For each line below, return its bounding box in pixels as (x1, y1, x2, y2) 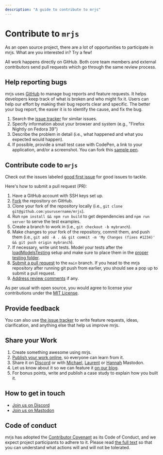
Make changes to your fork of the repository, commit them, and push (12, 229, 150, 235)
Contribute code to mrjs (5, 161, 78, 169)
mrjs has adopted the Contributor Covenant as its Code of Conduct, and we (5, 434, 156, 440)
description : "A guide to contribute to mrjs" (5, 7, 101, 12)
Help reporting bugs (5, 78, 67, 86)
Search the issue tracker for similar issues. (12, 116, 98, 122)
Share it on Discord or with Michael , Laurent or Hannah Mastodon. (12, 360, 145, 365)
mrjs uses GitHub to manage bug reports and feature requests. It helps (5, 91, 147, 97)
